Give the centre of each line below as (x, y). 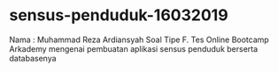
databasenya (33, 58)
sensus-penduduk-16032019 (119, 15)
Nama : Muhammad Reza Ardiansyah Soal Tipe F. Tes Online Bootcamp (139, 40)
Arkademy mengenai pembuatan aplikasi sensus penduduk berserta (134, 48)
